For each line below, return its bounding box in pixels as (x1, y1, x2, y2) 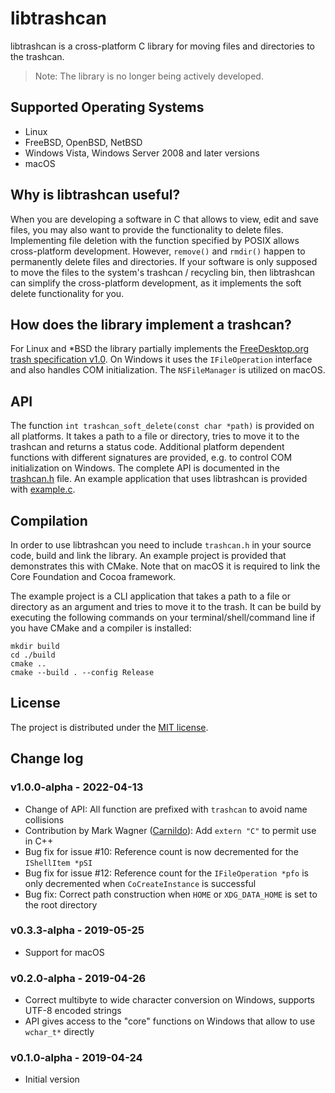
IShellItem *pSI (24, 858, 93, 868)
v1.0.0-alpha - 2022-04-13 (10, 780, 144, 794)
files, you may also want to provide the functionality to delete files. (10, 223, 284, 236)
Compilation (10, 512, 88, 529)
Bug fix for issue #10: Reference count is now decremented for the (24, 845, 299, 857)
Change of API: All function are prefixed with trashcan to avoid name (24, 803, 308, 815)
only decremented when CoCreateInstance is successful (24, 877, 257, 889)
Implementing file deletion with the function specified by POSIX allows (10, 234, 300, 246)
